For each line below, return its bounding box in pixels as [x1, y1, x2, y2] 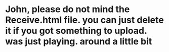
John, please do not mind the [5, 4, 130, 15]
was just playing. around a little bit [5, 36, 152, 47]
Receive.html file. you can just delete [5, 14, 164, 26]
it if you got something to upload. [5, 25, 147, 36]
